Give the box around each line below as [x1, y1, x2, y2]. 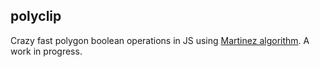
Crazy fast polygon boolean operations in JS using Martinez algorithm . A [10, 34, 310, 46]
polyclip [10, 8, 62, 25]
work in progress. [10, 45, 83, 57]
